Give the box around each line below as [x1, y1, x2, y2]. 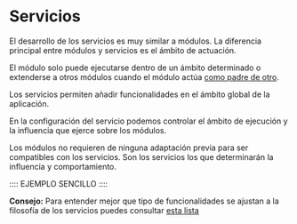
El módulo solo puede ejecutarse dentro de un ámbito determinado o [9, 62, 261, 73]
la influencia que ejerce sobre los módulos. [9, 124, 167, 135]
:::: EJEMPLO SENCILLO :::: [9, 178, 108, 188]
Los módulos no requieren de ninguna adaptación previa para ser [9, 142, 249, 153]
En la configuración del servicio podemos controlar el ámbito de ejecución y [9, 116, 288, 126]
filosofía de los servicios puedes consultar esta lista [9, 204, 200, 215]
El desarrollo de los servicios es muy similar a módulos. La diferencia [9, 36, 262, 46]
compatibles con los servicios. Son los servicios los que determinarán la [9, 151, 274, 162]
